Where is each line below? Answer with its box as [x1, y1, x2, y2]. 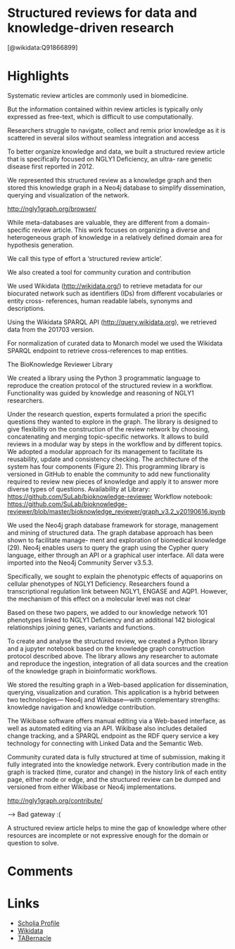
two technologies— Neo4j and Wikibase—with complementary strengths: [7, 695, 220, 704]
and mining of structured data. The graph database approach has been [7, 528, 213, 537]
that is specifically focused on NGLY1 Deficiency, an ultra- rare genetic [7, 154, 212, 163]
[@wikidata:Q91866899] [7, 43, 78, 51]
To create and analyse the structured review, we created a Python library [7, 637, 218, 645]
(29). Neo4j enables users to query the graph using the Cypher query [7, 543, 209, 551]
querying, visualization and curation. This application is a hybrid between [7, 687, 220, 696]
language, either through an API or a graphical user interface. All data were [7, 551, 224, 559]
